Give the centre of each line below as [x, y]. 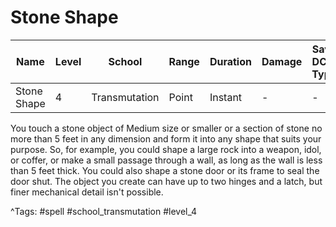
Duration [230, 61]
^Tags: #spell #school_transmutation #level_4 [104, 211]
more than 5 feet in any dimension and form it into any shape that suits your [166, 138]
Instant [226, 97]
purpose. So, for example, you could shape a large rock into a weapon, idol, [166, 149]
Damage [282, 61]
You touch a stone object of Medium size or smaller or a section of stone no [166, 128]
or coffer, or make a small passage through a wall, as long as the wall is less [166, 160]
